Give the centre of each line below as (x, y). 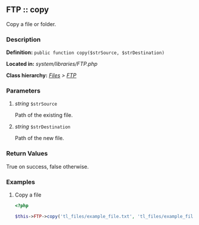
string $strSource (36, 104)
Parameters (23, 91)
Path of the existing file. (44, 115)
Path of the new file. (39, 138)
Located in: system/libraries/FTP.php (52, 64)
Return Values (27, 154)
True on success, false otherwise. (48, 166)
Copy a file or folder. (31, 24)
